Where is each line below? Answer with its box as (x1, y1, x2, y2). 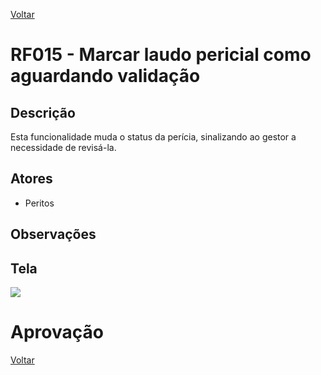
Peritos (24, 197, 55, 209)
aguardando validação (10, 65, 201, 88)
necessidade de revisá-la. (10, 142, 117, 153)
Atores (10, 170, 53, 188)
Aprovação (10, 321, 104, 344)
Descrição (10, 104, 76, 121)
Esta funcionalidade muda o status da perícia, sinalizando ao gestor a (10, 131, 297, 143)
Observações (10, 226, 97, 243)
